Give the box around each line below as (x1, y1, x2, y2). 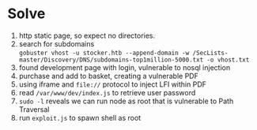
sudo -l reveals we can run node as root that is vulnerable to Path (18, 96, 234, 106)
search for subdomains (18, 39, 95, 48)
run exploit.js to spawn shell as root (18, 113, 142, 122)
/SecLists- (192, 49, 229, 57)
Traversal (18, 104, 50, 114)
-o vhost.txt (206, 56, 250, 64)
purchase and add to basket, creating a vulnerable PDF (18, 71, 198, 80)
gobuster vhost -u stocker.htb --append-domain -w (18, 49, 190, 57)
